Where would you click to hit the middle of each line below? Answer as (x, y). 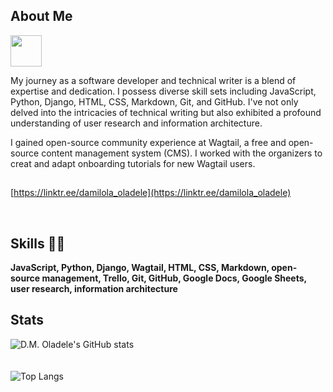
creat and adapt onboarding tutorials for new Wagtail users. (133, 163)
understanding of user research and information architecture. (136, 123)
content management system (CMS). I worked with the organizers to (182, 153)
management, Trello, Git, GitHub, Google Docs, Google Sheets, (174, 278)
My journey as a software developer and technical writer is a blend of (153, 80)
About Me (41, 16)
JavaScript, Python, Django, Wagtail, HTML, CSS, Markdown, (140, 268)
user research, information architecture (94, 289)
